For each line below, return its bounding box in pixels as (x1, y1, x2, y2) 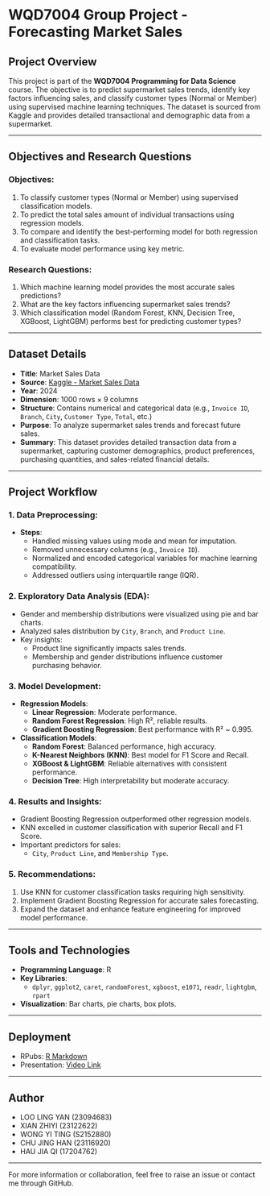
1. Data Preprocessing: (8, 509, 98, 521)
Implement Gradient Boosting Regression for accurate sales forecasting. (19, 895, 260, 905)
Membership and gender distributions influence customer (31, 651, 223, 662)
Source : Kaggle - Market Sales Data (19, 377, 140, 387)
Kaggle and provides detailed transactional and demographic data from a (8, 110, 251, 120)
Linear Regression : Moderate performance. (31, 708, 178, 717)
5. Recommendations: (8, 869, 96, 880)
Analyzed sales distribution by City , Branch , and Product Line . (19, 626, 226, 636)
